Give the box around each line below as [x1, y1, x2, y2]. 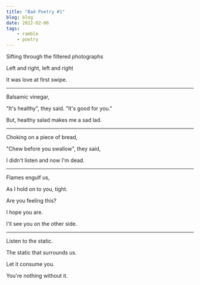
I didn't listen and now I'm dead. [6, 157, 85, 164]
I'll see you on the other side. [6, 220, 77, 227]
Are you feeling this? [6, 197, 57, 204]
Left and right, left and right [6, 65, 73, 72]
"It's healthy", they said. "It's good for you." [6, 105, 112, 112]
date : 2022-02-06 [6, 20, 49, 26]
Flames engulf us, [6, 174, 50, 181]
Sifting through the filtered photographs [6, 53, 104, 60]
